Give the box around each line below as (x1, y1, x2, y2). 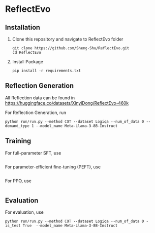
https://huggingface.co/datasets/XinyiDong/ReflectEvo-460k (5, 100, 129, 106)
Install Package (12, 59, 43, 65)
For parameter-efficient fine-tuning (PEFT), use (5, 164, 101, 170)
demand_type (5, 123, 30, 128)
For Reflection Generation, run (5, 110, 66, 116)
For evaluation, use (5, 209, 44, 215)
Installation (5, 23, 40, 32)
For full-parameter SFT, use (5, 150, 62, 156)
